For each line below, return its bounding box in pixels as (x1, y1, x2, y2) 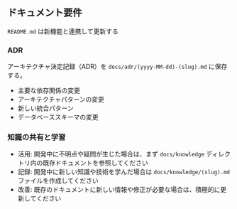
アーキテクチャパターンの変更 (17, 95, 105, 104)
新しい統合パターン (17, 104, 75, 112)
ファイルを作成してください (17, 176, 99, 185)
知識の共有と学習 (7, 132, 66, 142)
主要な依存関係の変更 (17, 86, 80, 95)
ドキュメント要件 (7, 6, 82, 19)
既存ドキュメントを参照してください (42, 159, 148, 167)
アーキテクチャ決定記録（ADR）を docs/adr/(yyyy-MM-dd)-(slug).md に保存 (7, 63, 228, 71)
